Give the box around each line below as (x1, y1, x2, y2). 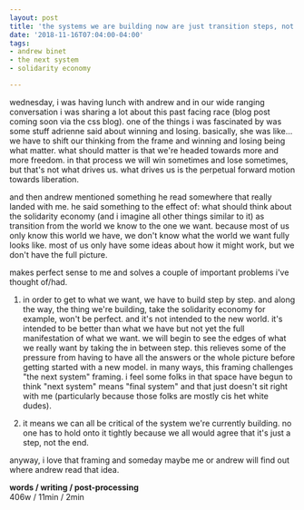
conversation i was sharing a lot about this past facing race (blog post (9, 106, 270, 117)
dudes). (22, 400, 52, 411)
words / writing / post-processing (9, 482, 139, 493)
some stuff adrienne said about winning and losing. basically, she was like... (9, 125, 293, 136)
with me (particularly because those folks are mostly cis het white (22, 390, 270, 401)
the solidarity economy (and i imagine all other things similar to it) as (9, 211, 265, 221)
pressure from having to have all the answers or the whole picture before (22, 351, 296, 363)
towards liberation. (9, 173, 80, 184)
